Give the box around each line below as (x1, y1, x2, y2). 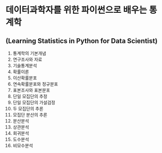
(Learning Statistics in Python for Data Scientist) (5, 36, 158, 45)
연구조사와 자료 (12, 57, 42, 62)
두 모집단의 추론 (12, 106, 43, 111)
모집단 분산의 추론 (12, 112, 47, 118)
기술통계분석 (12, 62, 38, 68)
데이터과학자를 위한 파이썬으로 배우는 (5, 4, 147, 16)
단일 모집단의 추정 (12, 93, 47, 99)
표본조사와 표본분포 (12, 87, 50, 93)
